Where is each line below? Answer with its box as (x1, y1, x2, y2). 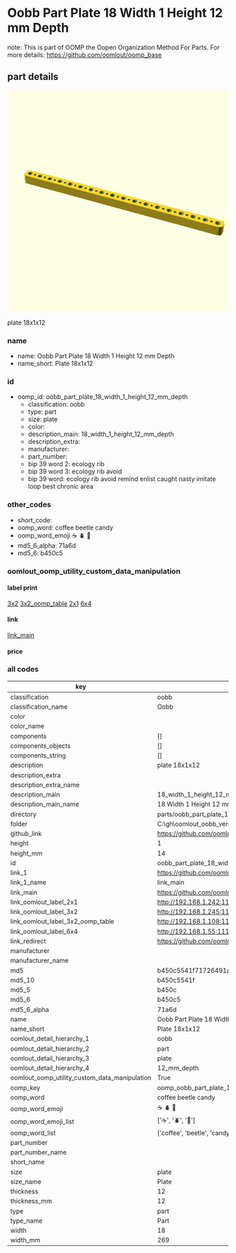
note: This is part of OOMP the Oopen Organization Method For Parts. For (7, 43, 220, 51)
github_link (10, 829, 42, 838)
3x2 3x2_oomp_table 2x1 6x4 (7, 599, 92, 608)
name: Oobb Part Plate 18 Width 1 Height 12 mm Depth (17, 352, 175, 360)
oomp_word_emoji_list (10, 1117, 74, 1125)
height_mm (10, 848, 43, 858)
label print (7, 584, 38, 592)
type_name (10, 1216, 43, 1225)
